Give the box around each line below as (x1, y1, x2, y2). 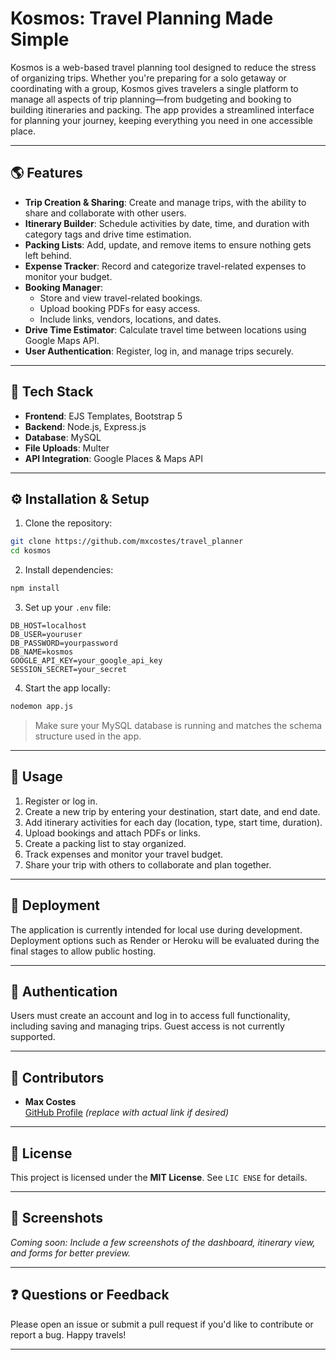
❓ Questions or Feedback (10, 1287, 170, 1304)
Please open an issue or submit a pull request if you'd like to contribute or (10, 1318, 314, 1330)
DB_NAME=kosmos (10, 647, 74, 657)
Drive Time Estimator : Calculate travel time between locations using (24, 323, 307, 336)
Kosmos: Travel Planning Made (10, 7, 274, 30)
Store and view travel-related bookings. (39, 292, 203, 304)
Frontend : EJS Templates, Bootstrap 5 (24, 410, 183, 422)
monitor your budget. (24, 270, 113, 282)
